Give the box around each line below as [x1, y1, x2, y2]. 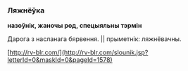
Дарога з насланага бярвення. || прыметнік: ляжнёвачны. [7, 35, 182, 43]
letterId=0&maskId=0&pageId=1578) [7, 56, 113, 64]
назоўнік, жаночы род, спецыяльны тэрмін [7, 22, 142, 30]
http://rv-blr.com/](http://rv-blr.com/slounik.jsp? [9, 48, 149, 57]
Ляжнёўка [7, 6, 45, 15]
